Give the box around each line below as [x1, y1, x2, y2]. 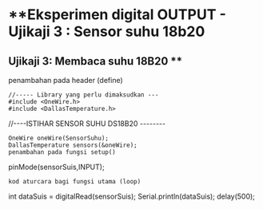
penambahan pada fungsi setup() [8, 148, 116, 156]
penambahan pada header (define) [8, 76, 124, 85]
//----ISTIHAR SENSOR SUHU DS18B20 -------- [8, 119, 166, 128]
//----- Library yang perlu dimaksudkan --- [8, 91, 159, 99]
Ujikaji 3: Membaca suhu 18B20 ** [8, 54, 183, 68]
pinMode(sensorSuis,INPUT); [8, 162, 106, 172]
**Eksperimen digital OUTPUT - [8, 6, 226, 24]
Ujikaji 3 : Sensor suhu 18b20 [8, 22, 205, 41]
